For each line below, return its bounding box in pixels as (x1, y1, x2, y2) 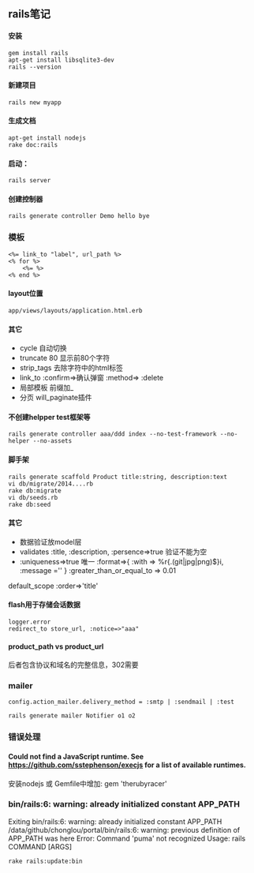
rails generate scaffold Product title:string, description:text (8, 473, 227, 481)
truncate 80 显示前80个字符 (19, 354, 110, 363)
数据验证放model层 (19, 537, 82, 546)
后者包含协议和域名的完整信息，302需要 (8, 660, 140, 669)
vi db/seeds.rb (8, 493, 58, 501)
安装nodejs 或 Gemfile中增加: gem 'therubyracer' (8, 778, 167, 788)
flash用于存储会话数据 (8, 600, 81, 609)
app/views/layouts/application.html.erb (8, 306, 144, 314)
